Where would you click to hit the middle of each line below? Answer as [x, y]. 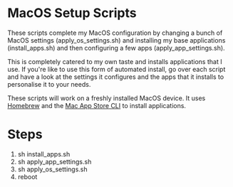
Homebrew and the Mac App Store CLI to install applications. [97, 105]
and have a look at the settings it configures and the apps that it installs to [116, 77]
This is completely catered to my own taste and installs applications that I [115, 61]
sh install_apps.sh [44, 154]
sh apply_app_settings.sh [55, 161]
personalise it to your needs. [49, 84]
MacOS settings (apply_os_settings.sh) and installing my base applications [116, 40]
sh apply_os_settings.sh [52, 169]
